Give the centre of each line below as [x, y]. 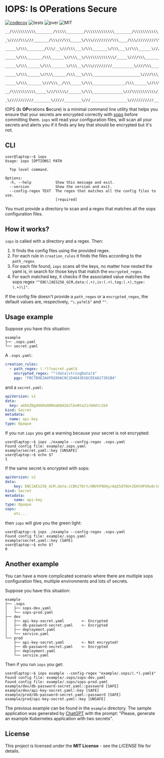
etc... [20, 514]
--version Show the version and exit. [61, 187]
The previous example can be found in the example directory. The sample [78, 708]
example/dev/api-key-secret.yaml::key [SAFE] [52, 690]
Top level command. [29, 169]
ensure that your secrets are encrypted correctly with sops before [72, 114]
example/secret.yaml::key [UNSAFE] [41, 450]
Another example [32, 564]
